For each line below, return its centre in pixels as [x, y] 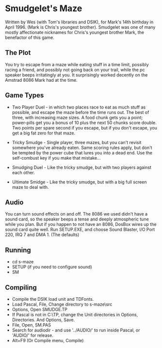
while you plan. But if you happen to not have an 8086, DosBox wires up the [81, 224]
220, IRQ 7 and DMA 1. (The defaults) [42, 235]
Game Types [24, 95]
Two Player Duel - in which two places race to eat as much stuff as [79, 107]
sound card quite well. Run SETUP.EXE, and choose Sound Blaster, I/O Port [80, 230]
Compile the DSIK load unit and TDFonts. [53, 299]
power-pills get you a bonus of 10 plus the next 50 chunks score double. [84, 123]
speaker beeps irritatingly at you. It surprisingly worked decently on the [76, 75]
